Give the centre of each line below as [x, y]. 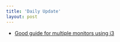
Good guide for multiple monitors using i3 [64, 33]
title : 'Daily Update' [33, 11]
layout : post [22, 17]
